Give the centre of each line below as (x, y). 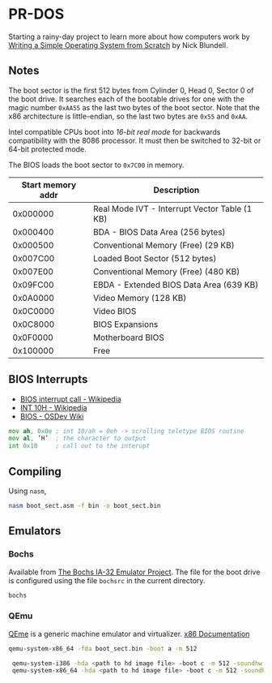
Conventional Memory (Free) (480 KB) (166, 271)
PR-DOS (36, 14)
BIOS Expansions (125, 324)
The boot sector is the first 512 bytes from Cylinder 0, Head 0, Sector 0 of (131, 90)
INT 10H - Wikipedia (53, 407)
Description (176, 190)
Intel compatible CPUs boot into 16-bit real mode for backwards (115, 131)
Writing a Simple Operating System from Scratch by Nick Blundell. (118, 45)
